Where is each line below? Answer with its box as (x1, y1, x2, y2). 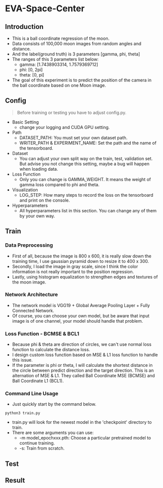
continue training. (19, 440, 55, 446)
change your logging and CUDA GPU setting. (19, 124, 110, 130)
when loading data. (19, 166, 59, 172)
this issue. (12, 357, 33, 363)
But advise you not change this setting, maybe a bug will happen (19, 160, 150, 167)
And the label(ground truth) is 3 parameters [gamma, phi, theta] (12, 51, 140, 57)
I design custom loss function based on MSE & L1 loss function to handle (12, 352, 158, 358)
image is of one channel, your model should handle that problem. (12, 318, 143, 324)
